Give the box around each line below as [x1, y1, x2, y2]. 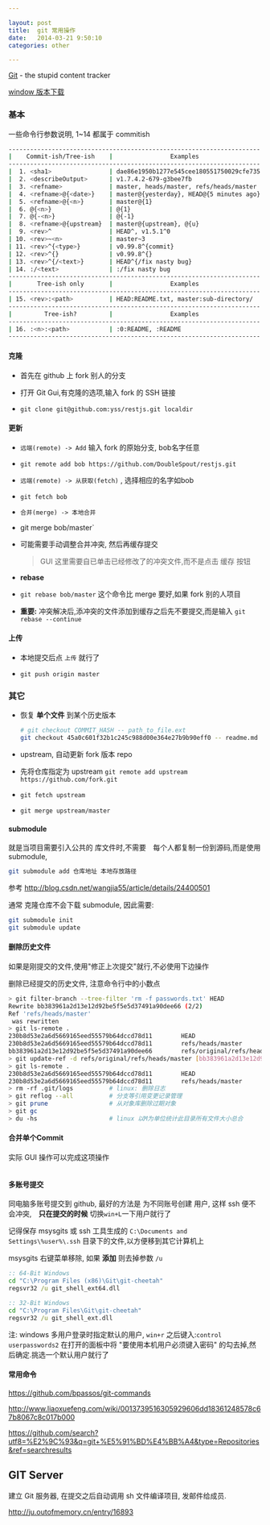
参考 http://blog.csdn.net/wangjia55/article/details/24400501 [8, 883, 211, 893]
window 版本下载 [8, 87, 65, 97]
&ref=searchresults [8, 1444, 72, 1455]
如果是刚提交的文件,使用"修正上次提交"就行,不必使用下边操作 [8, 961, 210, 971]
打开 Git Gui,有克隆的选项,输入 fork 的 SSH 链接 [19, 388, 176, 397]
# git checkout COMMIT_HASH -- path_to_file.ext [19, 726, 186, 734]
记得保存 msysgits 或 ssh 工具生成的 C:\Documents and [8, 1226, 188, 1236]
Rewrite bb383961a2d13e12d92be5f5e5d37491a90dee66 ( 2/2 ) [8, 1002, 203, 1010]
